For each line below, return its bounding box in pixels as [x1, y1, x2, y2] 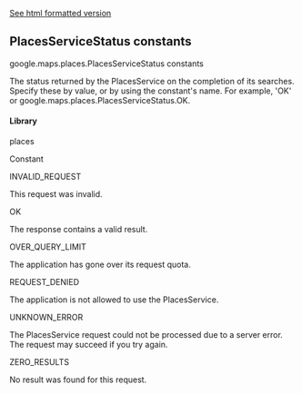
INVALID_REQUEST [9, 172, 82, 182]
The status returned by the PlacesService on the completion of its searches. [9, 75, 295, 86]
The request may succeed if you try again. [9, 340, 168, 350]
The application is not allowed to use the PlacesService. [9, 294, 219, 305]
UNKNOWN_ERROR [9, 312, 84, 323]
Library [9, 115, 38, 126]
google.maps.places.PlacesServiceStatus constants [9, 58, 205, 69]
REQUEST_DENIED [9, 277, 80, 288]
